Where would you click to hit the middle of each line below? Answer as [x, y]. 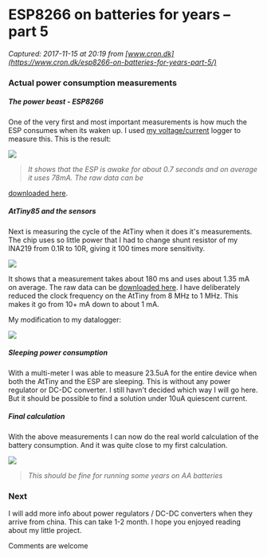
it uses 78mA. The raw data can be [86, 178]
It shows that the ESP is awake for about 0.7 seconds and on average [142, 169]
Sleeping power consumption [58, 353]
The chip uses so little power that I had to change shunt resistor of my [123, 240]
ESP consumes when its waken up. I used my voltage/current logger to [125, 130]
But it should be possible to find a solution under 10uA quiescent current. [128, 398]
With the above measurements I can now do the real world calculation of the [133, 437]
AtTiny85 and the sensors [52, 211]
